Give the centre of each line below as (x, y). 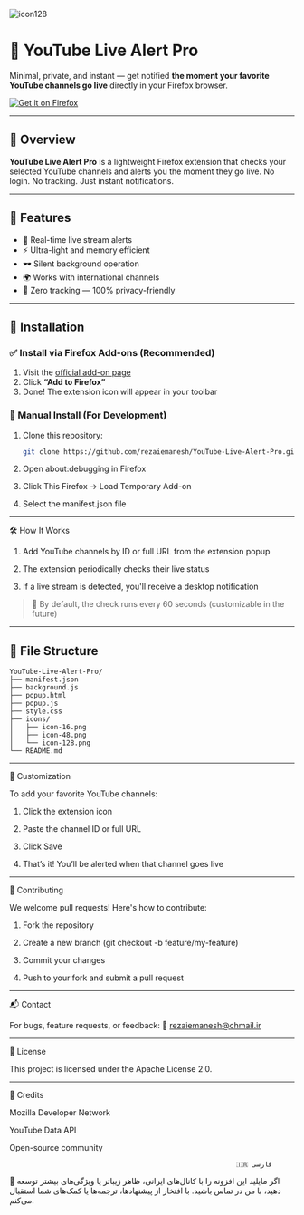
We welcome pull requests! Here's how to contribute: (108, 908)
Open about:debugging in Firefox (84, 469)
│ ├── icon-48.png (48, 735)
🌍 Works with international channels (91, 277)
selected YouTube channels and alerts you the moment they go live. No (142, 171)
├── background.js (44, 688)
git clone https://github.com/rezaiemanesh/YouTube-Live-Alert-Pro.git (160, 452)
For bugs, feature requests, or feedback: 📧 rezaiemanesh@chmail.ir (135, 1026)
